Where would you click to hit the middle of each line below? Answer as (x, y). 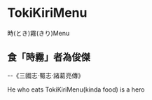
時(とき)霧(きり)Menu (39, 33)
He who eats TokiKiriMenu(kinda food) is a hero (76, 90)
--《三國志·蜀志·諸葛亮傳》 (46, 76)
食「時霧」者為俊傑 (49, 57)
